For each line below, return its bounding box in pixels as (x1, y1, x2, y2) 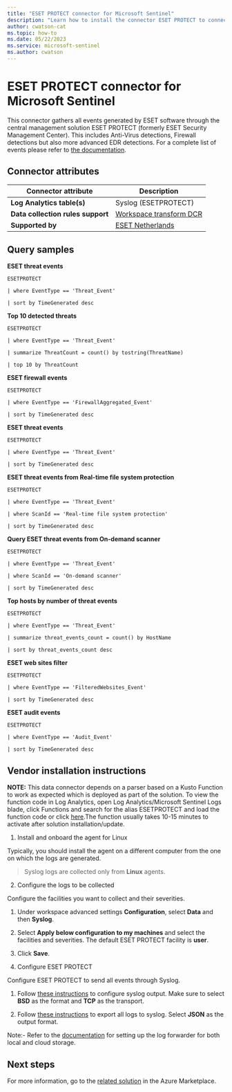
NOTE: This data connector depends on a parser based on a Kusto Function (7, 783, 223, 792)
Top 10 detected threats (7, 312, 77, 320)
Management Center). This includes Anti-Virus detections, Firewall (7, 131, 197, 139)
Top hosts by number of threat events (7, 597, 117, 606)
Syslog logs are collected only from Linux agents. (23, 868, 166, 876)
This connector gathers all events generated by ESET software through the (7, 116, 220, 125)
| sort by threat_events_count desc (7, 646, 113, 654)
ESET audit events (7, 709, 61, 717)
